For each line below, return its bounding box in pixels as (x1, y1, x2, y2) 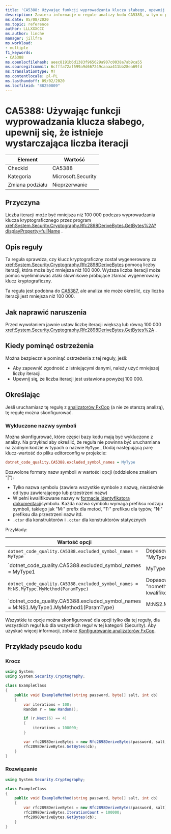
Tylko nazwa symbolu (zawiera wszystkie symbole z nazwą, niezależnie (12, 484, 164, 490)
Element (17, 156, 38, 163)
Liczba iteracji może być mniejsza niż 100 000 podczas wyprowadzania (5, 212, 155, 218)
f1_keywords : (5, 50, 33, 55)
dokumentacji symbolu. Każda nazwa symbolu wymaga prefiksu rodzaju (12, 500, 163, 506)
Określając (5, 390, 40, 399)
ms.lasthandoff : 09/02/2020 (5, 78, 65, 83)
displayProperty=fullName (5, 228, 61, 234)
